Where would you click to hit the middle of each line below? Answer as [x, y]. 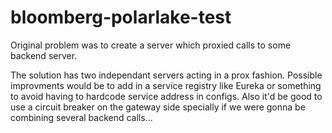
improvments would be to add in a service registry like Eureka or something [166, 85]
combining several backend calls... [81, 117]
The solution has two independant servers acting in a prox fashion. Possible [166, 75]
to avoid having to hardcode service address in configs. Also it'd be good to [166, 96]
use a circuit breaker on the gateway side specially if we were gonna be [158, 107]
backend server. [44, 55]
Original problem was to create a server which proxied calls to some [151, 45]
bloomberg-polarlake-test [121, 17]
